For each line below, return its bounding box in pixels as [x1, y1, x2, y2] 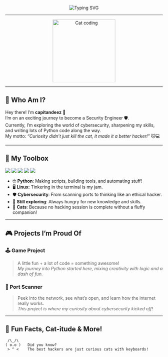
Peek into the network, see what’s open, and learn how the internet [17, 295, 156, 301]
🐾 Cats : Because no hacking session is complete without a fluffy [12, 204, 145, 210]
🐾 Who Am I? [5, 96, 46, 104]
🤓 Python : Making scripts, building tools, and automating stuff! [12, 178, 142, 184]
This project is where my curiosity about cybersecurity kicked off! [17, 305, 153, 311]
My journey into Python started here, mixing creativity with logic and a [17, 266, 163, 272]
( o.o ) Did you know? [5, 342, 57, 347]
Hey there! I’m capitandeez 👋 [5, 109, 66, 115]
